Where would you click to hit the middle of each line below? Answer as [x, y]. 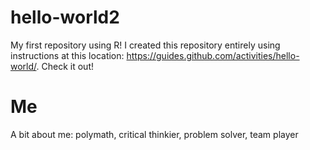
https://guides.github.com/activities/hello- [213, 55]
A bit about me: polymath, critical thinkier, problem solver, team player [154, 134]
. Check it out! [65, 66]
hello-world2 [65, 17]
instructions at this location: [67, 55]
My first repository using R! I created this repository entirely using [145, 45]
